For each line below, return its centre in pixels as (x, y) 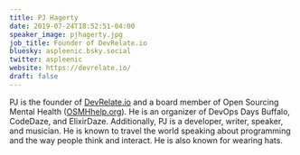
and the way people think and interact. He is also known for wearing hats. (146, 140)
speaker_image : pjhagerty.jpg (66, 34)
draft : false (34, 77)
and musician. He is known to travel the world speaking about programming (150, 131)
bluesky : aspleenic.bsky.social (70, 51)
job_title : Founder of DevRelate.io (78, 43)
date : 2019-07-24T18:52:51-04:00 (72, 26)
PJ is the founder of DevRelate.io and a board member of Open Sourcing (144, 102)
